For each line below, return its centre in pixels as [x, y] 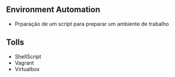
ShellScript [28, 56]
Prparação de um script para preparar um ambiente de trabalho [92, 24]
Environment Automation [53, 10]
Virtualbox [27, 69]
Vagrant [24, 63]
